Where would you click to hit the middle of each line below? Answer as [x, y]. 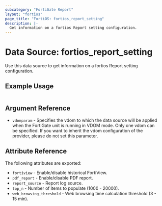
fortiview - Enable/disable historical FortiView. [60, 173]
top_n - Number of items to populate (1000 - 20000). [66, 188]
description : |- [22, 23]
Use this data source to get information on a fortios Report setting [72, 66]
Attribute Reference [36, 151]
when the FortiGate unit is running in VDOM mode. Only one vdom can [83, 125]
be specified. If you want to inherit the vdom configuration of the [78, 130]
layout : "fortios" [24, 14]
